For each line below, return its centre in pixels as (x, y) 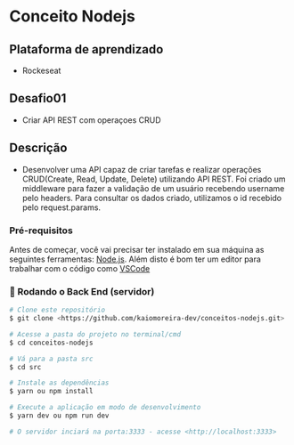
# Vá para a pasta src (51, 359)
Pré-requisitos (41, 231)
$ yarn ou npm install (51, 392)
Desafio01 (38, 98)
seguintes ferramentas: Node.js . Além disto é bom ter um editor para (135, 259)
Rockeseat (41, 70)
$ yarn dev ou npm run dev (59, 416)
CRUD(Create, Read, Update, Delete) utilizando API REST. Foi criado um (154, 179)
